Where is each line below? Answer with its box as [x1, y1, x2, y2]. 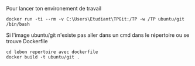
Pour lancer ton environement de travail [6, 5, 101, 12]
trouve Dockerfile [6, 38, 48, 44]
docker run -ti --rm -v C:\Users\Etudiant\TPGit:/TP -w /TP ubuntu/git [6, 16, 184, 22]
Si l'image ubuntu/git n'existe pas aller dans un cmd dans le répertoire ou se [6, 32, 190, 39]
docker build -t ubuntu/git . [6, 54, 80, 60]
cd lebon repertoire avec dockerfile [6, 49, 98, 55]
